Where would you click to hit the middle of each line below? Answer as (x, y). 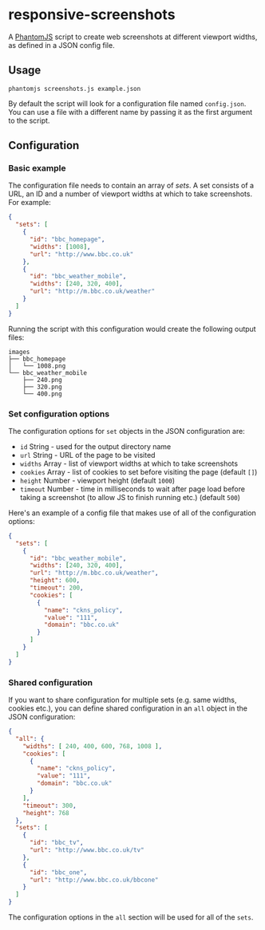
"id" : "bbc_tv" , (56, 843)
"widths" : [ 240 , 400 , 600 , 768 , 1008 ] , (93, 746)
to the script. (29, 120)
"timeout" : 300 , (50, 806)
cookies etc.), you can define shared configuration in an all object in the (128, 708)
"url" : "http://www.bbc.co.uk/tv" (87, 850)
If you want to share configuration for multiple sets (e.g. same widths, (123, 700)
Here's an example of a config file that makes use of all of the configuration (132, 513)
